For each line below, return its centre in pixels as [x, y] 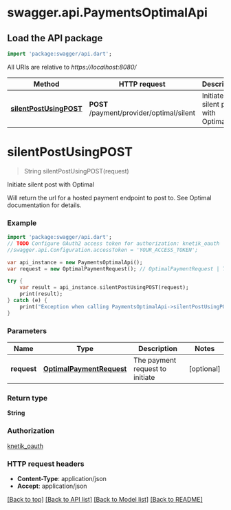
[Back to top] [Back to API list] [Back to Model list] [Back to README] [105, 499]
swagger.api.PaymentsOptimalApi [108, 13]
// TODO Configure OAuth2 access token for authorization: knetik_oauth [113, 243]
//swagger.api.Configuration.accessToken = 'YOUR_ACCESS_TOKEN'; [102, 250]
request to [150, 369]
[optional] [205, 369]
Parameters [27, 330]
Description [158, 349]
